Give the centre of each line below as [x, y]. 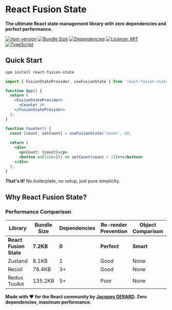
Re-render [114, 225]
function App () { [24, 91]
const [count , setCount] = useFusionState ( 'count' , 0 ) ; [71, 133]
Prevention [114, 231]
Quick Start [24, 61]
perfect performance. [29, 29]
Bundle [44, 225]
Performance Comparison [38, 212]
